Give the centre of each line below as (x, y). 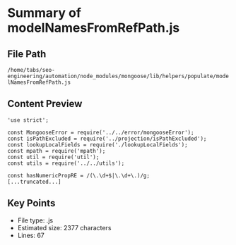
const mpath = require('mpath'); (57, 151)
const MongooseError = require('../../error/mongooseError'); (101, 132)
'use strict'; (28, 120)
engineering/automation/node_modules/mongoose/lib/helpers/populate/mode (118, 76)
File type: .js (35, 220)
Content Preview (45, 104)
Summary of (44, 13)
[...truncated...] (34, 182)
